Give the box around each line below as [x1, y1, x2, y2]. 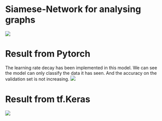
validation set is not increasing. [5, 76, 69, 82]
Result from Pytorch [5, 48, 91, 60]
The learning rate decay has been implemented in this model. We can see [5, 64, 157, 71]
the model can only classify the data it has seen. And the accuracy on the [5, 70, 157, 76]
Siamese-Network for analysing [5, 4, 141, 15]
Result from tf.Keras [5, 94, 90, 105]
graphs [5, 14, 36, 26]
